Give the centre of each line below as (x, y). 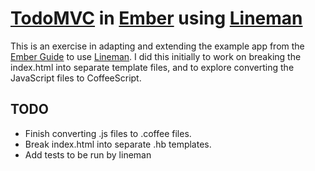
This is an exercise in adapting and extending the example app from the (157, 46)
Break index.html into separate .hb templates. (118, 144)
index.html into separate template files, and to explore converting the (152, 67)
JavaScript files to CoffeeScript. (76, 78)
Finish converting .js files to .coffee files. (108, 133)
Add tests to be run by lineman (88, 154)
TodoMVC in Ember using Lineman (156, 18)
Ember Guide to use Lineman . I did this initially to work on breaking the (156, 56)
